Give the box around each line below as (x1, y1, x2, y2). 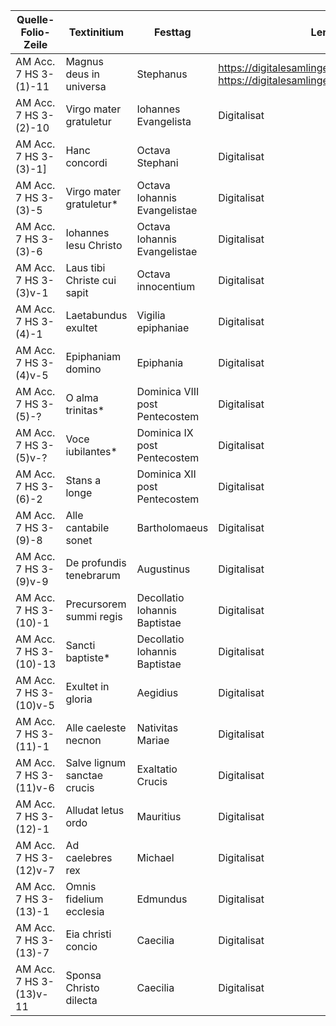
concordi (65, 156, 108, 169)
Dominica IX (136, 426, 194, 439)
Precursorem (65, 597, 127, 611)
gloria (65, 692, 93, 706)
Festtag (154, 25, 192, 39)
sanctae (65, 769, 104, 782)
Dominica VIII (136, 385, 200, 398)
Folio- (20, 25, 51, 39)
